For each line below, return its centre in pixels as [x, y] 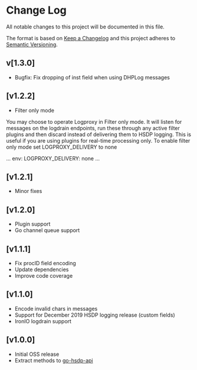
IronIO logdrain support [43, 321]
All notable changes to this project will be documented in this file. [86, 27]
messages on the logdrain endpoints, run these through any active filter [93, 128]
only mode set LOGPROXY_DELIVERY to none [62, 147]
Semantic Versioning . [32, 44]
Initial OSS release [37, 354]
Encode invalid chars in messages [56, 308]
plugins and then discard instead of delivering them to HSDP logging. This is [99, 134]
